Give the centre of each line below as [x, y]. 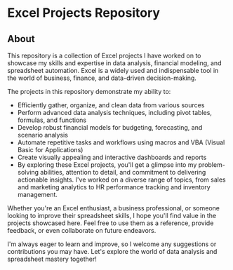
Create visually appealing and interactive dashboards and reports [112, 157]
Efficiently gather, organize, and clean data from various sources [111, 105]
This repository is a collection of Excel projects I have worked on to [104, 55]
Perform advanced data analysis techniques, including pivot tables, [115, 113]
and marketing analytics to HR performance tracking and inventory [114, 187]
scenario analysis [43, 135]
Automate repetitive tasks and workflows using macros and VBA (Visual [121, 142]
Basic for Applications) [50, 150]
